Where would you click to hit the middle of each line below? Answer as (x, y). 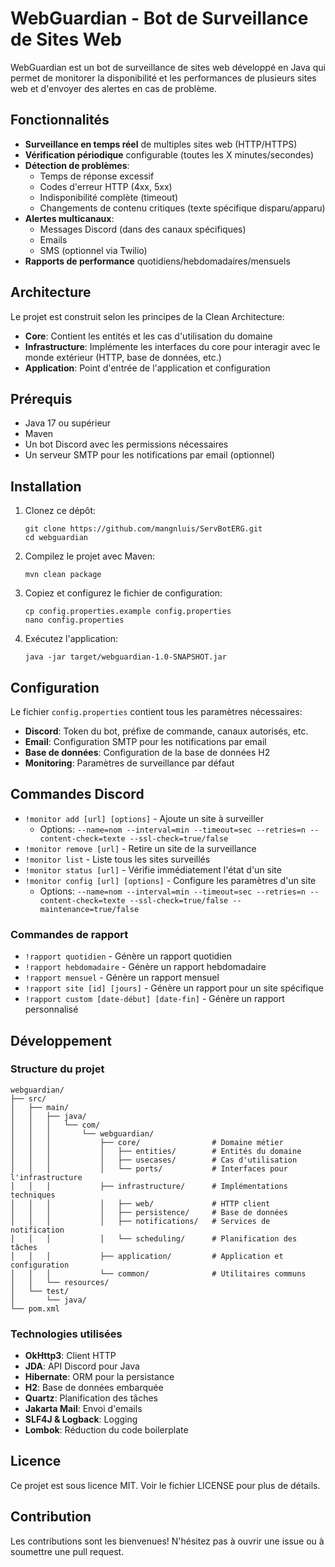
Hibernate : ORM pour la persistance (99, 1377)
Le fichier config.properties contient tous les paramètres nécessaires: (156, 711)
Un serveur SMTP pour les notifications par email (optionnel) (150, 455)
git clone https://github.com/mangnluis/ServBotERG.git (143, 529)
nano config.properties (74, 620)
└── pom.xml (35, 1308)
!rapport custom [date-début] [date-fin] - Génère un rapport (154, 999)
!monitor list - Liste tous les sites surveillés (117, 859)
